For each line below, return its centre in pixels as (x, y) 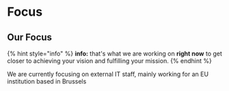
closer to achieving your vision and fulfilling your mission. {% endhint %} (109, 61)
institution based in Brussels (47, 81)
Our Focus (30, 37)
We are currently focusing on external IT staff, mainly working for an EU (108, 74)
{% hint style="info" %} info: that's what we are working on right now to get (114, 53)
